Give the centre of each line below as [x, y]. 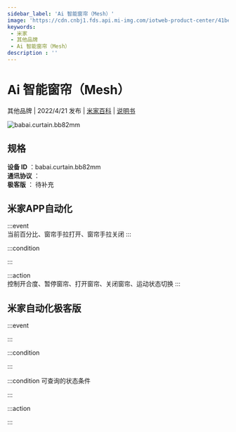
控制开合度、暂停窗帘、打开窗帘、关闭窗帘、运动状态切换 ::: [94, 284]
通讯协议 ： [24, 176]
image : [17, 20]
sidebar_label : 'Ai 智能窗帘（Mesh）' [61, 14]
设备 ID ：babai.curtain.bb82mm [54, 166]
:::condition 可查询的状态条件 [49, 381]
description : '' [33, 53]
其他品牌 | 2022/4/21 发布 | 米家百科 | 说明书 [71, 110]
